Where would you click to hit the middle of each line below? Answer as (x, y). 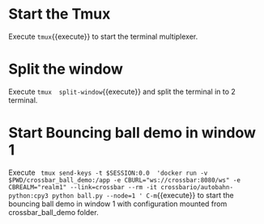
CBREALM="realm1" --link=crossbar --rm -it (83, 187)
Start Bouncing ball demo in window (132, 133)
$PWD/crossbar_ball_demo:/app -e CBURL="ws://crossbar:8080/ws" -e (125, 180)
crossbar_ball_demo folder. (53, 212)
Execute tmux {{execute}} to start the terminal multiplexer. (103, 36)
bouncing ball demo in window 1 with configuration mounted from (118, 204)
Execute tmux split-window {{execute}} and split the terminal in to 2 (122, 91)
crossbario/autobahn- (197, 187)
